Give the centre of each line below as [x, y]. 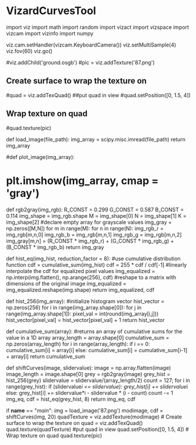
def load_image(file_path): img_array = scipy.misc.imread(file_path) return [96, 139]
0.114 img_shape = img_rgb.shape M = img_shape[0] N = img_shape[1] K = [96, 215]
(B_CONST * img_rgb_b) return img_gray [55, 247]
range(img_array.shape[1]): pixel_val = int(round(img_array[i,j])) [82, 314]
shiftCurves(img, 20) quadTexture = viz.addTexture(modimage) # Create [94, 417]
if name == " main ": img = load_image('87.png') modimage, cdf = [85, 410]
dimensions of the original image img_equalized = [66, 283]
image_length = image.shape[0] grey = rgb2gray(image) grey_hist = [88, 374]
